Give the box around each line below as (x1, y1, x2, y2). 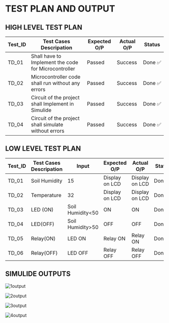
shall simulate (31, 121, 63, 128)
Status (144, 41, 160, 48)
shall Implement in (31, 100, 74, 107)
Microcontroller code (31, 73, 80, 80)
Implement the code (31, 59, 78, 66)
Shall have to (31, 53, 61, 59)
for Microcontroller (31, 65, 75, 72)
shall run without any (31, 80, 80, 86)
